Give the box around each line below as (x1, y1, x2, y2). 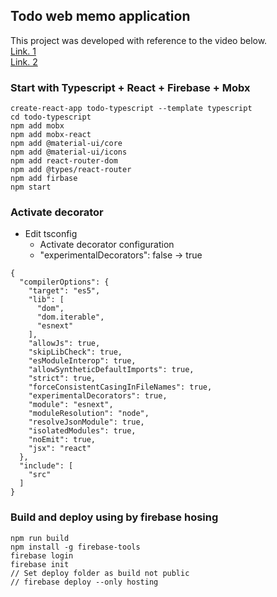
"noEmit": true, (28, 435, 97, 445)
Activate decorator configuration (39, 239, 175, 251)
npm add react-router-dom (10, 156, 118, 166)
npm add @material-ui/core (10, 139, 123, 149)
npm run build (10, 533, 70, 543)
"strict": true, (28, 374, 97, 384)
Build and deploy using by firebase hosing (10, 510, 219, 524)
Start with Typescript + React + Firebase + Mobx (10, 80, 251, 94)
